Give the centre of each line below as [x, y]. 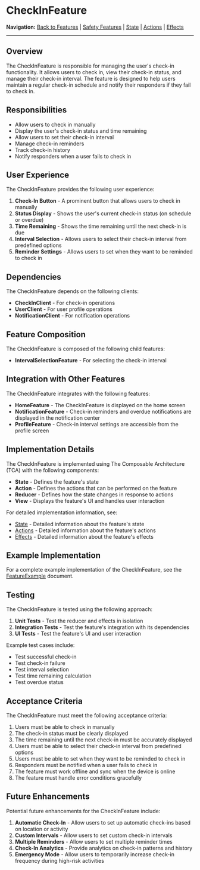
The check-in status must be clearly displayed [71, 734]
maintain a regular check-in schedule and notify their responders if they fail [99, 85]
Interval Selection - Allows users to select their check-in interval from [101, 239]
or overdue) [29, 220]
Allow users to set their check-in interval [64, 137]
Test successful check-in [46, 657]
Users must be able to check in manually [65, 727]
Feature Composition [46, 335]
